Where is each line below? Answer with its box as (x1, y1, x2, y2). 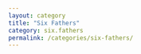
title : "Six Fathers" (8, 19, 80, 27)
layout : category (8, 11, 66, 20)
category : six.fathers (8, 26, 84, 34)
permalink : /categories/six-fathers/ (8, 33, 134, 42)
